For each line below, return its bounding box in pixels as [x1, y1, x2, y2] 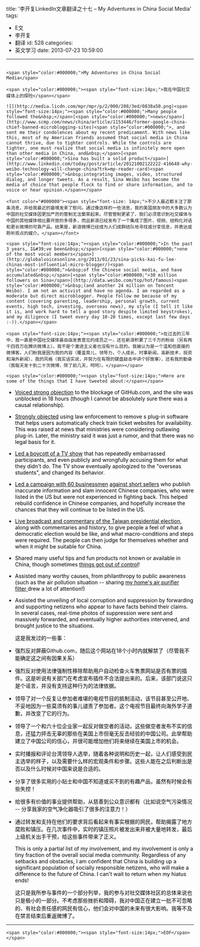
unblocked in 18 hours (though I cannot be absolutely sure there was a [14, 395, 187, 402]
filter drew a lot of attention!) [14, 585, 85, 593]
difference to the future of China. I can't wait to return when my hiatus [14, 871, 186, 878]
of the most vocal [6, 252, 52, 258]
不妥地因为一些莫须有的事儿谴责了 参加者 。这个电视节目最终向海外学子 [14, 703, 187, 710]
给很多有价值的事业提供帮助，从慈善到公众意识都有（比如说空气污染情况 [14, 798, 192, 805]
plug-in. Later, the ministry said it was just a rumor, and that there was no [14, 432, 194, 439]
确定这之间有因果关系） [20, 655, 78, 662]
